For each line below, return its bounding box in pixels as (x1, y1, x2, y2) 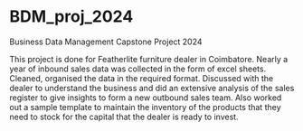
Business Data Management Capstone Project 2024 (9, 36, 203, 47)
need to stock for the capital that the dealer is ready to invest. (9, 111, 239, 122)
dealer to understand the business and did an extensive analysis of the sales (9, 82, 295, 93)
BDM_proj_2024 (9, 6, 134, 27)
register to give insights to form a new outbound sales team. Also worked (9, 92, 282, 103)
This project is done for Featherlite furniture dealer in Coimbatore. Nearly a (9, 53, 289, 64)
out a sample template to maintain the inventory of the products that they (9, 101, 281, 112)
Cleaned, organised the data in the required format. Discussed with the (9, 72, 274, 83)
